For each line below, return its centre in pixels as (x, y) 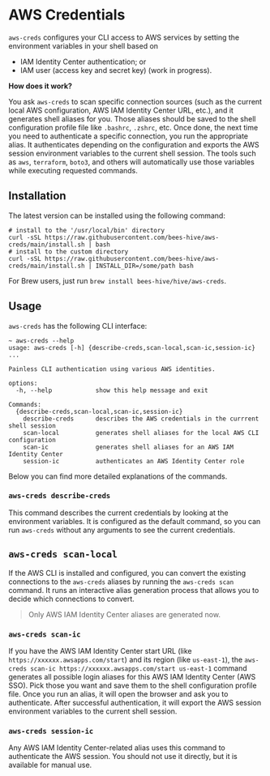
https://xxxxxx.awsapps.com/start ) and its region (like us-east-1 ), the (126, 659)
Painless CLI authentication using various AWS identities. (112, 369)
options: (23, 383)
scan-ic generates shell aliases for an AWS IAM (128, 447)
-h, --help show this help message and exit (112, 390)
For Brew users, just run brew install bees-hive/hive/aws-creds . (118, 280)
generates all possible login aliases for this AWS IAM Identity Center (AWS (132, 676)
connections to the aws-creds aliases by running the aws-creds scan (121, 582)
